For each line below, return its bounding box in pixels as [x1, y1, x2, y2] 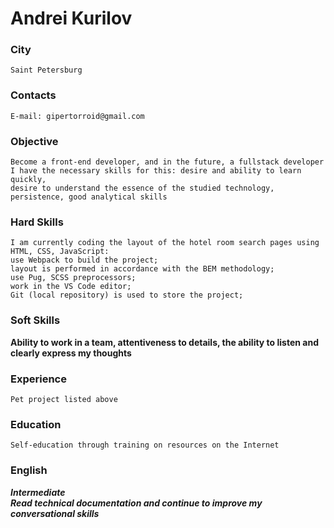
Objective [10, 134, 59, 148]
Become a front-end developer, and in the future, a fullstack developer [10, 157, 325, 167]
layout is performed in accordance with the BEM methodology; [10, 264, 275, 274]
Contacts [10, 88, 57, 102]
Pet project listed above [10, 394, 118, 404]
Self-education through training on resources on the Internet [10, 440, 280, 451]
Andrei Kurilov [10, 7, 133, 30]
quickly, [10, 175, 47, 185]
